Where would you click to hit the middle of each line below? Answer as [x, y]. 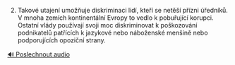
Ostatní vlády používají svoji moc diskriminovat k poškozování [107, 25]
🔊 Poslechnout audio [39, 54]
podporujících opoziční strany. [61, 40]
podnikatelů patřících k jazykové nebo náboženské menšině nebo [113, 32]
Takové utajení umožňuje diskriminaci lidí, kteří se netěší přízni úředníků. [122, 10]
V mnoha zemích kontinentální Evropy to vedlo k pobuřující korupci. [115, 18]
